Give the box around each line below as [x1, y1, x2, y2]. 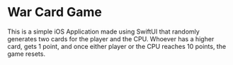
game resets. [7, 50, 46, 58]
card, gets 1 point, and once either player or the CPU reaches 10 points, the [7, 42, 227, 50]
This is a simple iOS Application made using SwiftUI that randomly [7, 27, 200, 36]
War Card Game [7, 4, 103, 20]
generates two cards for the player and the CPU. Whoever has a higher [7, 34, 215, 43]
